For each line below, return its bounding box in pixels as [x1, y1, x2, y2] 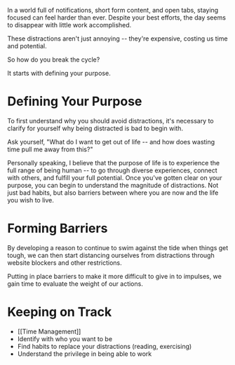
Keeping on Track [7, 304, 112, 320]
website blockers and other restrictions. [7, 259, 123, 267]
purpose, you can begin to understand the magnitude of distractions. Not [7, 181, 219, 189]
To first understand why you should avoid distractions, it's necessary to [7, 116, 214, 125]
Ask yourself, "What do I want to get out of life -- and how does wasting [7, 137, 215, 146]
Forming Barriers [7, 221, 108, 237]
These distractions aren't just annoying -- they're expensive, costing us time [7, 34, 228, 43]
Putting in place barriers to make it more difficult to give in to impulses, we [7, 272, 222, 280]
